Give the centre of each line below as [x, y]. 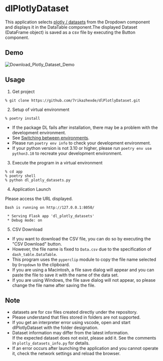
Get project [23, 91]
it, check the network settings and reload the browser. [66, 354]
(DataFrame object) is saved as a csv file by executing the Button [70, 32]
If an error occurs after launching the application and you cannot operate [85, 348]
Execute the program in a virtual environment [57, 162]
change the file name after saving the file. [54, 285]
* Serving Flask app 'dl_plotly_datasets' [51, 216]
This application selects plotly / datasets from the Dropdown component [77, 22]
